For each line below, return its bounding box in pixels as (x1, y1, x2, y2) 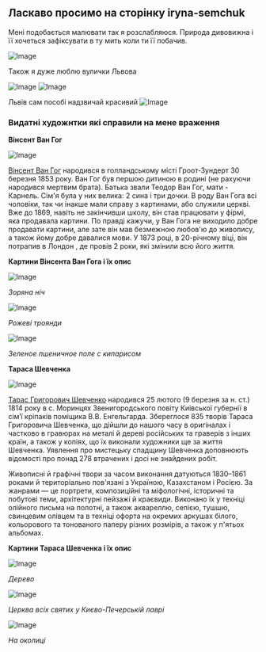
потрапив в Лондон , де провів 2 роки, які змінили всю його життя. (8, 242, 236, 251)
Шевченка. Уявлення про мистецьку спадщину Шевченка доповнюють (8, 445, 249, 455)
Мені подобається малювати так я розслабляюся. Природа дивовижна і (8, 27, 254, 36)
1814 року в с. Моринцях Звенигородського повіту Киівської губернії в (8, 403, 248, 413)
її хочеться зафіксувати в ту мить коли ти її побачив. (8, 36, 188, 45)
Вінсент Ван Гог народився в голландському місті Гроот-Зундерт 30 (8, 166, 240, 175)
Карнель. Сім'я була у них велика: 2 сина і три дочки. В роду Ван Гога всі (8, 191, 257, 200)
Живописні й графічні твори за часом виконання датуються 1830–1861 (8, 469, 247, 479)
